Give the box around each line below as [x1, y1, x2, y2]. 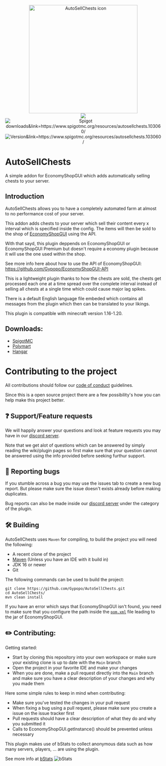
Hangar [12, 348, 28, 354]
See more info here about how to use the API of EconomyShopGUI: [5, 260, 142, 266]
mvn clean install [5, 595, 43, 600]
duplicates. [5, 491, 28, 497]
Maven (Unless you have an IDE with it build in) [12, 556, 109, 562]
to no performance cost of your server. [5, 210, 85, 216]
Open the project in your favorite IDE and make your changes [12, 664, 137, 670]
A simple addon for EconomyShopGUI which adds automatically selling [5, 172, 150, 178]
